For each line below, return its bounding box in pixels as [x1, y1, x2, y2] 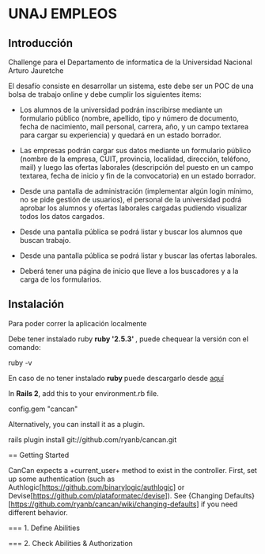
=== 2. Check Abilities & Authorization [8, 538, 133, 548]
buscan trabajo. [19, 236, 71, 244]
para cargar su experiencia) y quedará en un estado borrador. [19, 130, 221, 140]
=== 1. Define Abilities [8, 523, 81, 533]
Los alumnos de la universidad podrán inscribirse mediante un [19, 105, 223, 114]
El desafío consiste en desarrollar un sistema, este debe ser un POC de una [8, 81, 255, 90]
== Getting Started [8, 450, 70, 460]
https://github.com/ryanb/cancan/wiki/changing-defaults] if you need [10, 499, 238, 509]
